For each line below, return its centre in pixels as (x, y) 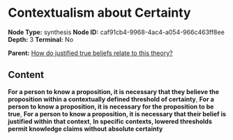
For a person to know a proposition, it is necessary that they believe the (113, 91)
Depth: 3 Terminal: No (41, 39)
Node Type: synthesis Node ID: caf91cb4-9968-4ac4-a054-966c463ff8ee (116, 32)
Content (26, 75)
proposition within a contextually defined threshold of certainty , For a (111, 99)
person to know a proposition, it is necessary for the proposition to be (111, 107)
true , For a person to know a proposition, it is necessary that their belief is (117, 114)
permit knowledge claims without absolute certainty (85, 129)
